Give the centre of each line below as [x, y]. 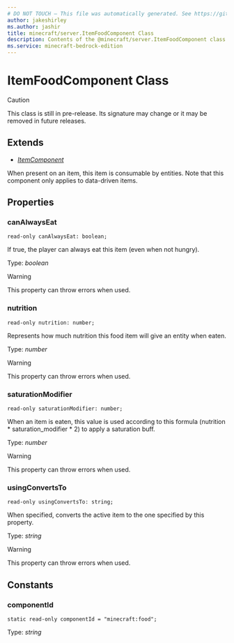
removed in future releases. [47, 121]
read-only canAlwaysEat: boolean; [57, 237]
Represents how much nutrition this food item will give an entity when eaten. [117, 335]
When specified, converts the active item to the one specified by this [106, 515]
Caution [18, 100]
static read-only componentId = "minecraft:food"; [82, 619]
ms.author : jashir [34, 27]
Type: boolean [28, 263]
